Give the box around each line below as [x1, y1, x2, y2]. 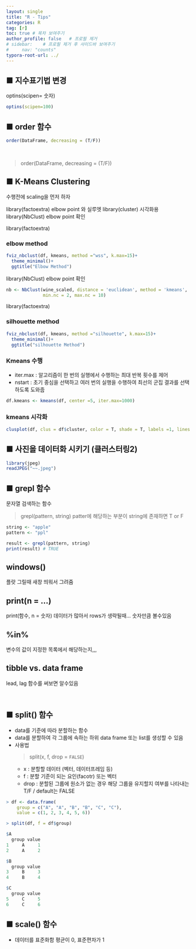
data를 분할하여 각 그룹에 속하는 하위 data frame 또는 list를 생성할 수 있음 [14, 734, 184, 741]
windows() [6, 562, 46, 572]
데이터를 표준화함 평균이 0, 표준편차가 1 [14, 936, 104, 943]
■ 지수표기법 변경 [6, 76, 67, 86]
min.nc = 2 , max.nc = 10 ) [43, 292, 107, 298]
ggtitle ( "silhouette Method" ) [11, 342, 85, 347]
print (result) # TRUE [6, 546, 59, 552]
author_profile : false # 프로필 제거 [6, 36, 98, 42]
